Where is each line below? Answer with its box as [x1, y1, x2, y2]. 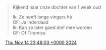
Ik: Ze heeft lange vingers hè [12, 14, 72, 19]
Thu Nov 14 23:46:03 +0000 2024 [5, 39, 77, 45]
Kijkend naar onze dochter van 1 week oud [12, 4, 101, 10]
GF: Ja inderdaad [12, 19, 49, 25]
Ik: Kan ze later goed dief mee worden [12, 24, 92, 30]
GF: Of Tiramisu [12, 30, 46, 35]
